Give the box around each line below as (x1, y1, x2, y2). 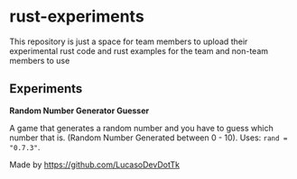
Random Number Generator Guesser (9, 105, 150, 116)
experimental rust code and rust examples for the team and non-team (9, 45, 269, 56)
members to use (9, 55, 70, 66)
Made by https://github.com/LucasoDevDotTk (9, 159, 181, 170)
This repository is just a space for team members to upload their (9, 36, 248, 47)
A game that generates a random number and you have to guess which (9, 122, 274, 133)
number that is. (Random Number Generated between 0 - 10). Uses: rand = (9, 132, 288, 143)
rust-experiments (9, 6, 144, 27)
